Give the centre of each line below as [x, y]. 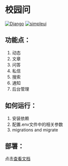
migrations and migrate [35, 130]
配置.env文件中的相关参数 [37, 124]
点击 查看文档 [18, 159]
